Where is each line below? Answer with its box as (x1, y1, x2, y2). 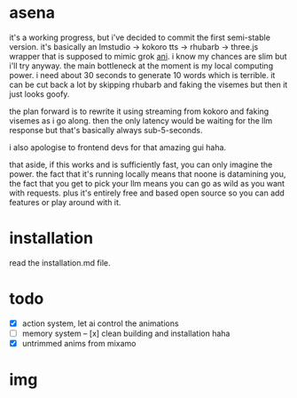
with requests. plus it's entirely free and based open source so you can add (9, 187, 285, 198)
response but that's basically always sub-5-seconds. (9, 124, 203, 135)
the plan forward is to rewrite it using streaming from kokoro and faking (9, 106, 270, 116)
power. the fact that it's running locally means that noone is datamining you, (9, 168, 286, 179)
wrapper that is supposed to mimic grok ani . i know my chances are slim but (9, 51, 287, 61)
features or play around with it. (9, 196, 121, 207)
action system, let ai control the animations (21, 318, 179, 329)
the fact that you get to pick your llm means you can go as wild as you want (9, 178, 285, 188)
